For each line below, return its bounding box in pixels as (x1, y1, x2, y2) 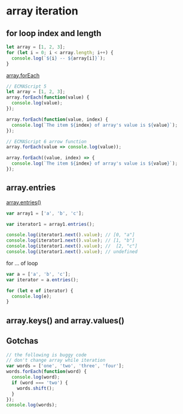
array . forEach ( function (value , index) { (6, 116, 109, 123)
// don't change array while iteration (6, 358, 106, 364)
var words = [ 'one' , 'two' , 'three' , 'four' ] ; (6, 363, 124, 369)
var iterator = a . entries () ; (6, 276, 79, 283)
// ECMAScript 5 (6, 83, 47, 90)
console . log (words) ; (6, 402, 58, 408)
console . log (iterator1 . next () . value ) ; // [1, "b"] (6, 237, 135, 244)
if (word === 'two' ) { (11, 380, 68, 386)
